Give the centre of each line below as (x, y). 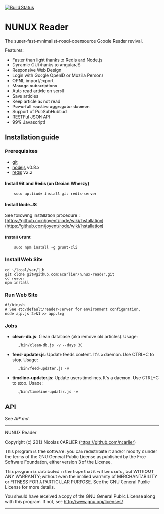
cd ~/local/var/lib (25, 270)
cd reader (15, 278)
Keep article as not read (36, 101)
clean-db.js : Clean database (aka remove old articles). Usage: (75, 337)
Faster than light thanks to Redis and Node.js (57, 60)
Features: (15, 50)
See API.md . (18, 418)
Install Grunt (18, 237)
